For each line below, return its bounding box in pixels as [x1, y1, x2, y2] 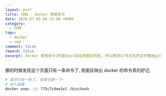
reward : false [5, 48, 35, 53]
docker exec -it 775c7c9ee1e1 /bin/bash [5, 87, 90, 92]
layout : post [5, 7, 32, 12]
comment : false [5, 44, 37, 49]
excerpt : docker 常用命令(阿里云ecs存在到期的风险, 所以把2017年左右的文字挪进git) [5, 53, 164, 58]
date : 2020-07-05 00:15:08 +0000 [5, 16, 74, 21]
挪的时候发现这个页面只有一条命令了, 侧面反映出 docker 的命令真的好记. [5, 67, 151, 73]
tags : [5, 30, 16, 35]
